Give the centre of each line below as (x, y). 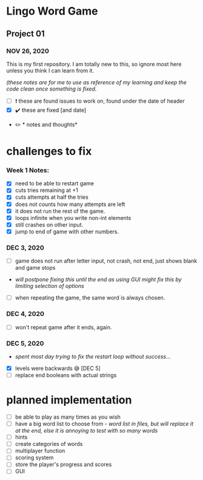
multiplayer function (40, 451)
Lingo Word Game (52, 11)
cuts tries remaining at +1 (47, 190)
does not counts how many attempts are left (70, 204)
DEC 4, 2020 (25, 314)
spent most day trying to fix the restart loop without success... (93, 356)
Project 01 (25, 34)
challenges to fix (49, 152)
